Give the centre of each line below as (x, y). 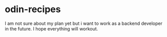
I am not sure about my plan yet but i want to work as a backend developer (83, 23)
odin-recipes (33, 9)
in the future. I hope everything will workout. (51, 28)
